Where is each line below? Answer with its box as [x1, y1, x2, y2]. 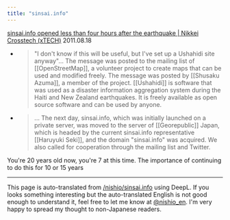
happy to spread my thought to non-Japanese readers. [7, 205, 162, 213]
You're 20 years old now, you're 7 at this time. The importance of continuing [7, 156, 222, 164]
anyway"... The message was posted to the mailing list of [34, 56, 195, 65]
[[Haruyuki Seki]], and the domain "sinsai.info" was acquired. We [34, 135, 218, 144]
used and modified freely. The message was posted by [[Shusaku [34, 71, 220, 80]
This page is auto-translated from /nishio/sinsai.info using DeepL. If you [7, 183, 209, 191]
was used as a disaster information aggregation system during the [34, 86, 221, 94]
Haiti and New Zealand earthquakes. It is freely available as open [34, 93, 218, 101]
